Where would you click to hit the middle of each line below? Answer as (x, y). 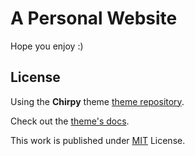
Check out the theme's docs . (70, 121)
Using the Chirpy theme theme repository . (97, 101)
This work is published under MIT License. (98, 140)
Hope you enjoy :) (47, 46)
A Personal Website (94, 18)
